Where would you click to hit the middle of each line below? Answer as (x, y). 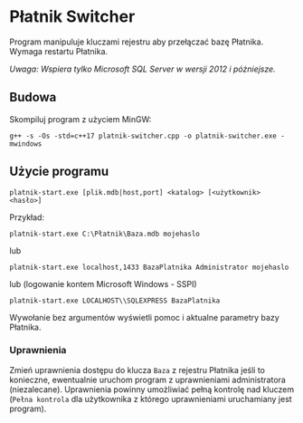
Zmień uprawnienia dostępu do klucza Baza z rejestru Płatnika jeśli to (137, 370)
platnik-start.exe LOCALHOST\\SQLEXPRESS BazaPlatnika (115, 301)
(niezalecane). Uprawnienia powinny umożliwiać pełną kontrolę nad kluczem (152, 389)
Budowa (33, 97)
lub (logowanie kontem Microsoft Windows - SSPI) (103, 284)
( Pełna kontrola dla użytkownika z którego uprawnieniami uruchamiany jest (151, 399)
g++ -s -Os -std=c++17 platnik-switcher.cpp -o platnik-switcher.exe (143, 136)
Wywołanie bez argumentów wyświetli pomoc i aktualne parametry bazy (145, 317)
